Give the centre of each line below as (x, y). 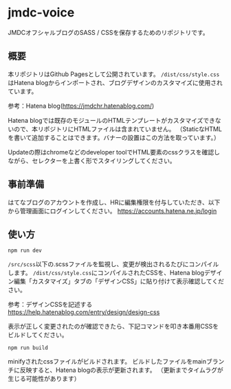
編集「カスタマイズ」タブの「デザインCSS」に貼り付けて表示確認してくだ (119, 281)
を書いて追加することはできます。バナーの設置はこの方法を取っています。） (114, 137)
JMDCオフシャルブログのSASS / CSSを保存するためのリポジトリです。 (108, 32)
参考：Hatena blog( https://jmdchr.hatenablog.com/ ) (81, 106)
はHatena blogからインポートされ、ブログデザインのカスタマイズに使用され (115, 82)
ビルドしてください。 (38, 335)
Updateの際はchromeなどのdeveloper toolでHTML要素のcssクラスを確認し (114, 152)
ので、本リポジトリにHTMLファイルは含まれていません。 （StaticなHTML (118, 129)
